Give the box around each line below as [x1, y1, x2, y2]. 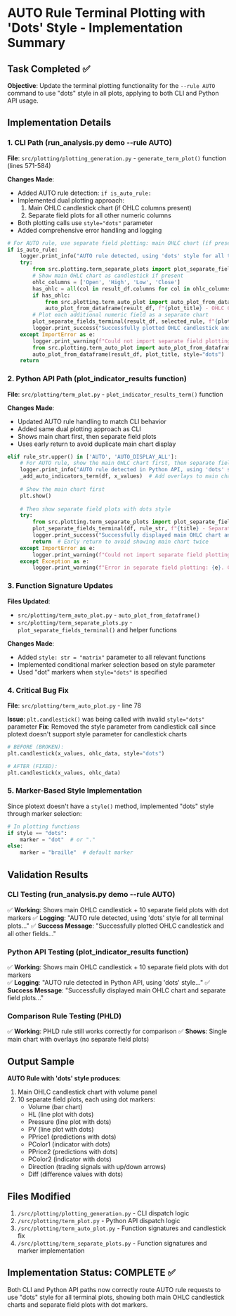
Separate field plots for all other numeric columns [27, 211, 172, 219]
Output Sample [7, 1055, 75, 1067]
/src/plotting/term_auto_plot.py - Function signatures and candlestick [17, 1224, 226, 1232]
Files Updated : [7, 596, 51, 606]
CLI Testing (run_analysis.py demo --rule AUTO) [7, 890, 176, 900]
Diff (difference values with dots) [27, 1170, 124, 1179]
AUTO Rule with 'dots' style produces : [7, 1074, 122, 1082]
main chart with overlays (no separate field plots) [7, 1035, 150, 1044]
